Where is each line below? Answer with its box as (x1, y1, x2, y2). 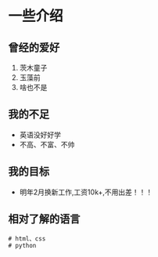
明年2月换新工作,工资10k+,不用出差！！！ (19, 187, 153, 197)
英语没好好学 (19, 130, 61, 139)
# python (8, 242, 37, 250)
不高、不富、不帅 (19, 139, 75, 149)
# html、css (8, 235, 46, 243)
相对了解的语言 (8, 212, 81, 226)
